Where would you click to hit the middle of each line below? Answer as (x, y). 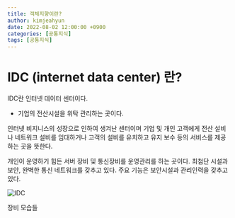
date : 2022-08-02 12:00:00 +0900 (57, 27)
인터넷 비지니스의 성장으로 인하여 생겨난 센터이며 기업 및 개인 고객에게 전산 (110, 129)
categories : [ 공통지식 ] (40, 34)
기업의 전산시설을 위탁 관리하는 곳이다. (70, 113)
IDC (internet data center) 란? (95, 78)
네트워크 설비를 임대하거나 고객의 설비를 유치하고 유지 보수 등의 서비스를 (114, 137)
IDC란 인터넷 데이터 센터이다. (48, 98)
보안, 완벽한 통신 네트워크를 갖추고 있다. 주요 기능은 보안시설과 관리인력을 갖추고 (118, 170)
